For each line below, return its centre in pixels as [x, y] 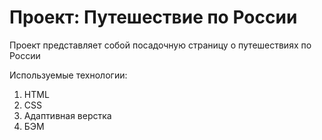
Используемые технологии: [68, 75]
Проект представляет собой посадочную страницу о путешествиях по [160, 45]
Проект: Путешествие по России [153, 17]
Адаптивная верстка [67, 115]
